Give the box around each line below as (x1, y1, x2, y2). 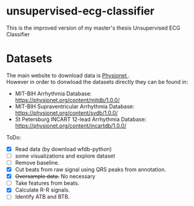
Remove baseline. (15, 159, 60, 166)
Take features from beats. (15, 179, 80, 187)
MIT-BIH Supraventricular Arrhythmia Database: (15, 103, 135, 110)
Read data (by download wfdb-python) (15, 145, 112, 152)
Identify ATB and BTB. (15, 193, 70, 201)
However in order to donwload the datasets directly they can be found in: (6, 78, 189, 85)
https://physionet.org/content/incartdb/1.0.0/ (15, 122, 127, 129)
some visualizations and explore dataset (15, 152, 115, 159)
